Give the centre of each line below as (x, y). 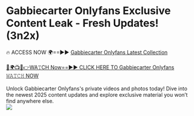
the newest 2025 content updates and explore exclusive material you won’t (97, 94)
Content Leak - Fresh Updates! (82, 23)
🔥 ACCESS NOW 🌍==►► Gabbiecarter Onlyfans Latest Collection (87, 52)
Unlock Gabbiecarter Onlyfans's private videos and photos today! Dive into (97, 88)
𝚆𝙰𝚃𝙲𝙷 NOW (23, 76)
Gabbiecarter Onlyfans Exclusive (88, 11)
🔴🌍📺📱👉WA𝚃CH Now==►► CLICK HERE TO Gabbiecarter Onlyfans (90, 67)
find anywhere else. (30, 101)
